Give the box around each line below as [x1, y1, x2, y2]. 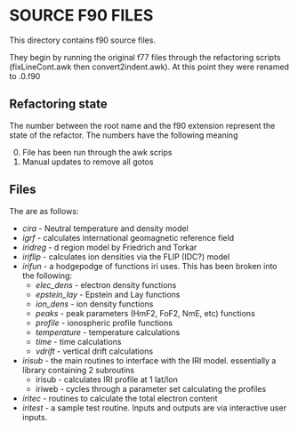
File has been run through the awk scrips [21, 147, 173, 157]
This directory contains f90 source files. [9, 35, 156, 45]
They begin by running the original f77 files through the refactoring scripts [9, 52, 281, 62]
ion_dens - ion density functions [35, 299, 154, 309]
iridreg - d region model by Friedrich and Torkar [21, 242, 197, 252]
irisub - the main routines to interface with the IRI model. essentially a [21, 355, 277, 365]
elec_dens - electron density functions [35, 279, 177, 290]
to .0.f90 [9, 70, 41, 81]
